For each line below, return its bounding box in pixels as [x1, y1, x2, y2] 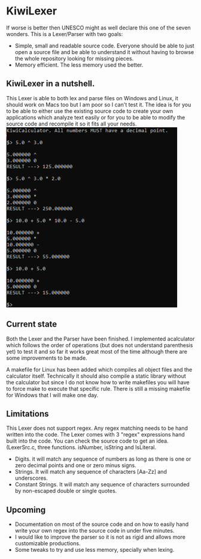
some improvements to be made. [6, 354, 88, 361]
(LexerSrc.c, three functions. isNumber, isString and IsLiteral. [6, 444, 157, 451]
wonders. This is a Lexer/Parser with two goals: [6, 30, 123, 37]
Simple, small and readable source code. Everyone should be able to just [14, 42, 194, 49]
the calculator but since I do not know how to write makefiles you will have [6, 378, 190, 385]
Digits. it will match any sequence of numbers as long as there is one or [14, 455, 191, 463]
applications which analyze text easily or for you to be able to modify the [6, 113, 185, 121]
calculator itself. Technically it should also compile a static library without [6, 372, 187, 379]
